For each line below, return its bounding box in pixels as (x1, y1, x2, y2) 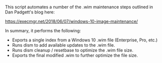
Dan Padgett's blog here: (5, 9, 55, 15)
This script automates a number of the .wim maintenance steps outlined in (5, 4, 153, 10)
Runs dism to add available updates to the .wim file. (12, 42, 115, 48)
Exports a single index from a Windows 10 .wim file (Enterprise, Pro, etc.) (12, 37, 158, 43)
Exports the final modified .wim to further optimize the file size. (12, 52, 138, 58)
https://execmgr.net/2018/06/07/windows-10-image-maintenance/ (5, 19, 138, 24)
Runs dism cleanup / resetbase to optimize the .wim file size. (12, 48, 133, 53)
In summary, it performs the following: (5, 28, 81, 33)
